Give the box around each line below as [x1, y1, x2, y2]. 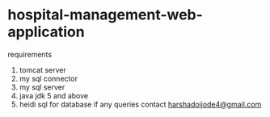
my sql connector [19, 73, 78, 83]
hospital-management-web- [7, 6, 204, 24]
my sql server [19, 82, 65, 92]
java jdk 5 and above [19, 90, 89, 100]
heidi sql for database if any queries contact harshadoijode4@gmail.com [19, 99, 262, 109]
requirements [7, 49, 53, 59]
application [7, 23, 86, 41]
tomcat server [19, 65, 66, 74]
